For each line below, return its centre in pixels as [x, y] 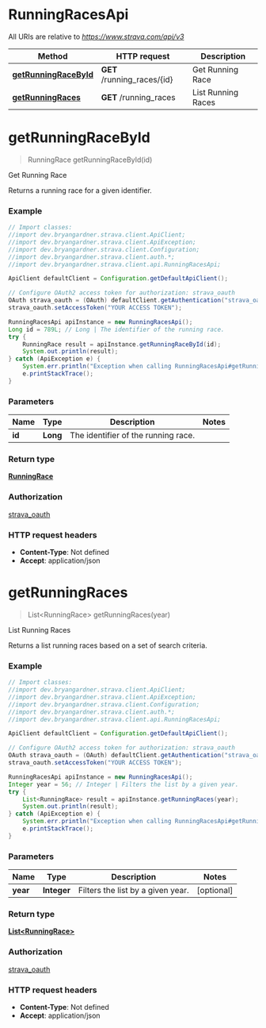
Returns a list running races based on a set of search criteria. [108, 645]
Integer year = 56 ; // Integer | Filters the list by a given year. [123, 784]
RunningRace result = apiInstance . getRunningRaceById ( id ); [122, 344]
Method [53, 56]
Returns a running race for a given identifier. [80, 190]
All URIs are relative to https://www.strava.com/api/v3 [96, 37]
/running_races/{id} [137, 79]
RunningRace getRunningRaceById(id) [90, 160]
